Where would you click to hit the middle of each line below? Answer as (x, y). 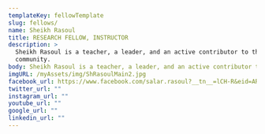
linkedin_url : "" (37, 118)
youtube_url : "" (35, 103)
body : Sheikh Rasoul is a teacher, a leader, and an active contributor (130, 67)
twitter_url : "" (35, 89)
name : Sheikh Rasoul (42, 30)
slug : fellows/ (33, 23)
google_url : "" (33, 111)
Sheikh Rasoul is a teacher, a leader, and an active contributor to (132, 52)
